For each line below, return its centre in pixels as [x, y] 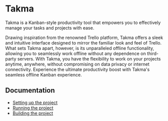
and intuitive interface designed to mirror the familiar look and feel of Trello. [83, 42]
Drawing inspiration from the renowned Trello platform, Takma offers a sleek [84, 37]
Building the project [33, 113]
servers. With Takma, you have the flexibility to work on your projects [89, 58]
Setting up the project [35, 102]
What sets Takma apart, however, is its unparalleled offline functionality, [80, 48]
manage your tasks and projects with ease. [50, 27]
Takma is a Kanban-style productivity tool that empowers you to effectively [83, 22]
